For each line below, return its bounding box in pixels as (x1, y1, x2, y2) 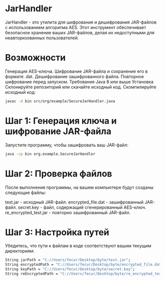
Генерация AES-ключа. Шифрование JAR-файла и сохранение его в (5, 68, 148, 74)
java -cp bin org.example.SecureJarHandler (5, 151, 96, 156)
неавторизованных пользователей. (5, 35, 79, 41)
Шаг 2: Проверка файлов (5, 168, 112, 179)
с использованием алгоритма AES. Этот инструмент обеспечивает (5, 24, 146, 30)
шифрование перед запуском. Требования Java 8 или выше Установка (5, 79, 154, 84)
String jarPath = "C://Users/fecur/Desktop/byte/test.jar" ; (5, 257, 131, 263)
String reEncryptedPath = (5, 271, 58, 277)
